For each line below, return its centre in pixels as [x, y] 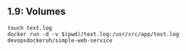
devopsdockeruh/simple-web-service [60, 40]
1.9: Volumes [37, 12]
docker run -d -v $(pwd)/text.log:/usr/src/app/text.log [93, 34]
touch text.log [30, 28]
